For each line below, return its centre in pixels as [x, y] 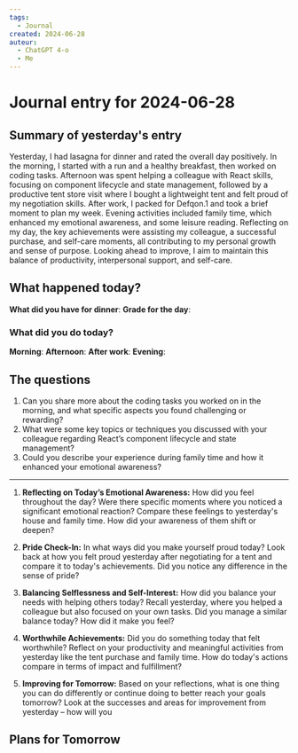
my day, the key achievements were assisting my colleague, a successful [143, 232]
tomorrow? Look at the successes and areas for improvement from [144, 702]
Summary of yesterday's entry [95, 135]
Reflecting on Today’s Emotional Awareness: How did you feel [138, 492]
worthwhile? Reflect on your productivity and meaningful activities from [153, 647]
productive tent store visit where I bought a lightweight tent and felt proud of [149, 194]
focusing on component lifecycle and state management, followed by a [139, 184]
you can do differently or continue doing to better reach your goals [144, 693]
